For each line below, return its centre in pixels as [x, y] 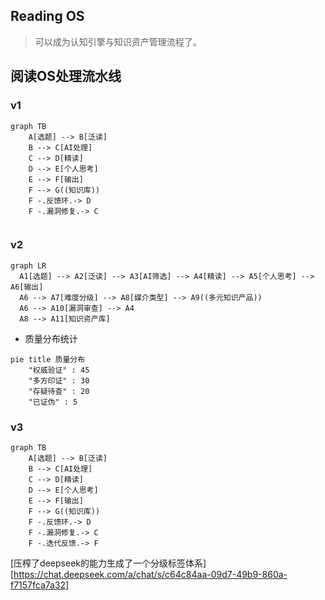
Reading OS [47, 16]
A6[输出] [27, 287]
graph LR [28, 265]
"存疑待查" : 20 [59, 391]
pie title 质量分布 [48, 359]
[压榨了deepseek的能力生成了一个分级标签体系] [108, 563]
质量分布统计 [51, 338]
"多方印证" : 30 [59, 380]
